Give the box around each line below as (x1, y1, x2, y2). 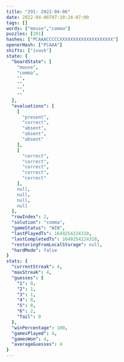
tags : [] (6, 20, 28, 26)
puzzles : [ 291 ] (6, 31, 44, 37)
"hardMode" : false (11, 247, 58, 253)
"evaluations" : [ (11, 103, 55, 109)
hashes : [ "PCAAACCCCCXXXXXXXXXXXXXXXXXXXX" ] (6, 36, 119, 42)
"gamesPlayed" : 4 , (11, 330, 58, 336)
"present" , (21, 114, 49, 120)
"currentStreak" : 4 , (11, 264, 63, 270)
